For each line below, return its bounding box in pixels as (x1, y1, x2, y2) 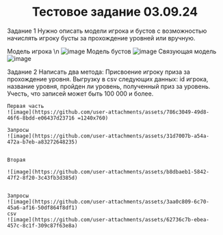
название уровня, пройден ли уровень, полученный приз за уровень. (7, 82, 211, 90)
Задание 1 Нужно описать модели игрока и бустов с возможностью (7, 27, 207, 35)
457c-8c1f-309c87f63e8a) (7, 222, 78, 229)
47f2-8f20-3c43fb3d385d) (7, 174, 78, 181)
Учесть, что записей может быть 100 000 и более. (7, 89, 154, 98)
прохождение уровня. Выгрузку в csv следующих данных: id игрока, (7, 74, 209, 83)
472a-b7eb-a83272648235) (7, 138, 78, 146)
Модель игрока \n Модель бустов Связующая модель (7, 47, 217, 55)
